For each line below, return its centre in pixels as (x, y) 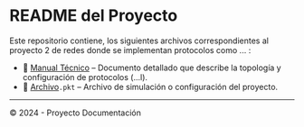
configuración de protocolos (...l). (85, 77)
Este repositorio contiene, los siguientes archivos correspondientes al (139, 41)
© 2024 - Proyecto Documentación (76, 113)
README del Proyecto (94, 16)
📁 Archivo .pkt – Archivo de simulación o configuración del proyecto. (150, 86)
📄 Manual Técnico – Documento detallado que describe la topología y (152, 68)
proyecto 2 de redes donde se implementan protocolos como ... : (130, 50)
